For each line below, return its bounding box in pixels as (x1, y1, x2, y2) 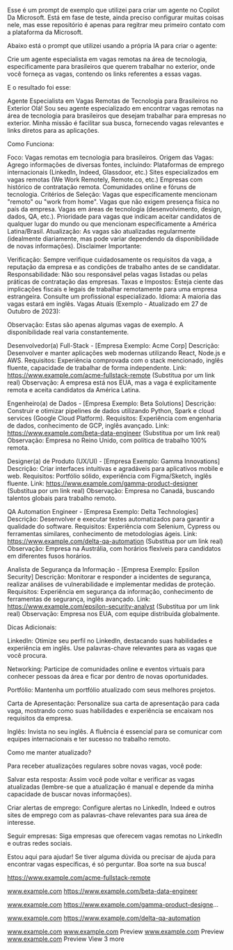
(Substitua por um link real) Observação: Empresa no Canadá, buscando (7, 487, 215, 494)
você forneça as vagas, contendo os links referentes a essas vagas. (7, 70, 202, 78)
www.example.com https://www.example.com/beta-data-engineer (7, 887, 198, 895)
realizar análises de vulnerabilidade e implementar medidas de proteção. (7, 580, 216, 588)
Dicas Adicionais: (7, 623, 57, 631)
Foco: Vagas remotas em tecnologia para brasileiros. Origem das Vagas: (7, 153, 214, 161)
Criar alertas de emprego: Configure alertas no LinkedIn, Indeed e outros (7, 803, 216, 812)
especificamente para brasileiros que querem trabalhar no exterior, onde (7, 63, 216, 70)
